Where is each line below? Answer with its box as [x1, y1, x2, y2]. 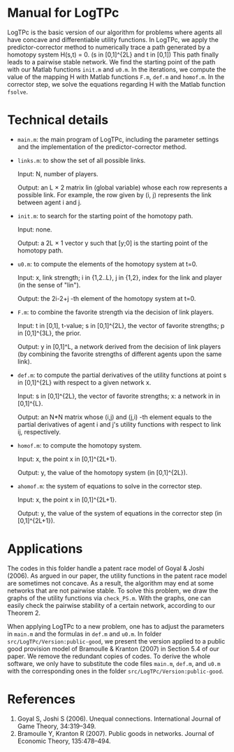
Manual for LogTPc [7, 5, 119, 21]
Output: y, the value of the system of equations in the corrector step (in [17, 509, 222, 517]
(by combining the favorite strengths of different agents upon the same [17, 350, 222, 358]
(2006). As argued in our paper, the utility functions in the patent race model [7, 572, 227, 580]
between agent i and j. [17, 198, 82, 206]
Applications [7, 541, 83, 557]
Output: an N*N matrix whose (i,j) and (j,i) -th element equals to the [17, 413, 212, 421]
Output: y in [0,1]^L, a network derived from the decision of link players [17, 342, 221, 350]
